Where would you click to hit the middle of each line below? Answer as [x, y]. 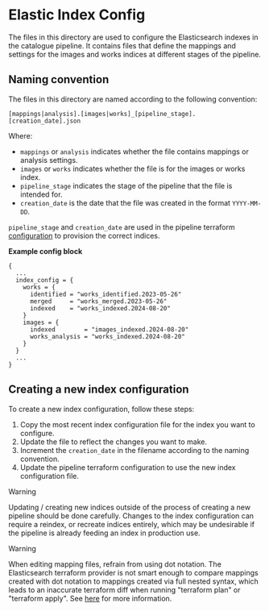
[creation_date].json [45, 121]
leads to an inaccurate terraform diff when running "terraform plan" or [124, 589]
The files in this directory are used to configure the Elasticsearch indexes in [134, 37]
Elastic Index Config [77, 15]
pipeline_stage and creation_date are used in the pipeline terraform [122, 227]
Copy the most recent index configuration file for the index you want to [137, 424]
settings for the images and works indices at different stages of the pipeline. [135, 54]
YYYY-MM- [247, 203]
